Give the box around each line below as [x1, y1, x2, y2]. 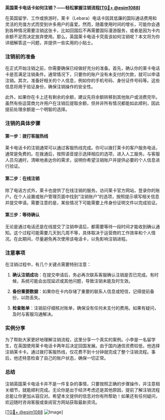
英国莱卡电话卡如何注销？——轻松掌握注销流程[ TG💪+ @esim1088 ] [5, 5, 141, 10]
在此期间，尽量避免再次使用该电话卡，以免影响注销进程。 [13, 236, 130, 242]
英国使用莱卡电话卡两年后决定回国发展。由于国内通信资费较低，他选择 [18, 343, 160, 349]
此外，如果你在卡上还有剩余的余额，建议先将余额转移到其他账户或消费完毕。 [5, 94, 160, 100]
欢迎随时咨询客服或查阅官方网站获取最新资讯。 [5, 399, 100, 405]
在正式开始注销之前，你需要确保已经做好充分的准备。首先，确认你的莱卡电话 [5, 65, 160, 71]
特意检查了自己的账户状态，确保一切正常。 [22, 355, 109, 361]
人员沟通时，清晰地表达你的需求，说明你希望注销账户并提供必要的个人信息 [5, 157, 156, 163]
